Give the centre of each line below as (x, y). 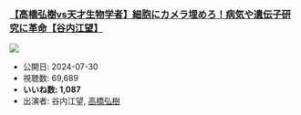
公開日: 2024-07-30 (60, 67)
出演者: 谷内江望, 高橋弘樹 (71, 101)
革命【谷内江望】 (65, 27)
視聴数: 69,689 (51, 78)
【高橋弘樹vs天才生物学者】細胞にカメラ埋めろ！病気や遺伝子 (146, 14)
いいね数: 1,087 (52, 89)
